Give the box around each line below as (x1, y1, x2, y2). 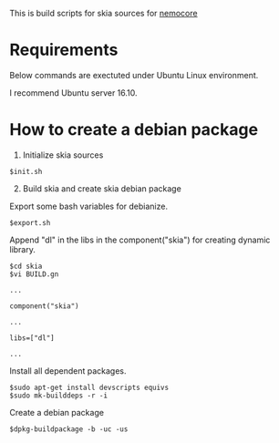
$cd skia (9, 262, 43, 271)
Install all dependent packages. (9, 365, 127, 376)
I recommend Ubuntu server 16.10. (9, 87, 139, 98)
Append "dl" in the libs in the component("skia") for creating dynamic (9, 234, 271, 245)
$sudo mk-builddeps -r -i (9, 391, 108, 400)
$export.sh (9, 218, 51, 227)
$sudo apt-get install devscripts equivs (9, 383, 170, 392)
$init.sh (9, 167, 43, 176)
